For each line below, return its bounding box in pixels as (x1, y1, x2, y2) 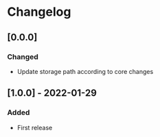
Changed (7, 52, 39, 62)
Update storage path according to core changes (16, 67, 154, 75)
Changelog (7, 4, 71, 20)
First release (16, 123, 53, 132)
